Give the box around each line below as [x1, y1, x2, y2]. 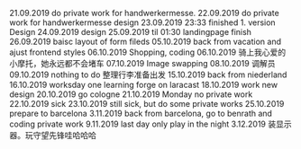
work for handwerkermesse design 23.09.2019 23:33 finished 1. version [9, 17, 277, 28]
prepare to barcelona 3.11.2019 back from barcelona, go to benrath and [9, 108, 273, 118]
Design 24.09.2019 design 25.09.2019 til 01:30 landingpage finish [9, 27, 252, 37]
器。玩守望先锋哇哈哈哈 [9, 130, 96, 140]
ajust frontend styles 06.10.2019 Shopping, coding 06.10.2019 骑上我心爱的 [9, 47, 287, 57]
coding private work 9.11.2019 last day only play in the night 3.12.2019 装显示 [9, 118, 292, 129]
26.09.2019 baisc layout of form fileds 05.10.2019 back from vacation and [9, 36, 282, 47]
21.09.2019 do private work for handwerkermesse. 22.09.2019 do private [9, 8, 279, 18]
